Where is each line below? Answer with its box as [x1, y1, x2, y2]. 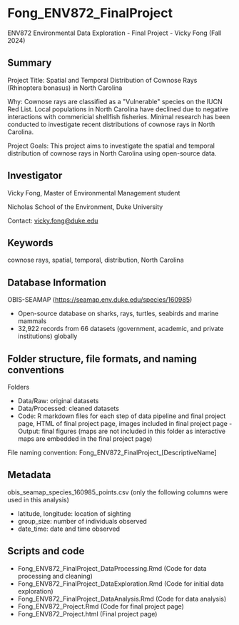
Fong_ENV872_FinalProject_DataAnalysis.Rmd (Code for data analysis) [17, 594, 227, 603]
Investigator [7, 170, 63, 182]
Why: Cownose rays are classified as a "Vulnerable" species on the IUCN [7, 97, 223, 106]
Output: [17, 427, 41, 435]
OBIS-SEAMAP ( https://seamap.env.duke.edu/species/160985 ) [7, 295, 193, 304]
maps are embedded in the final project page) [17, 435, 153, 443]
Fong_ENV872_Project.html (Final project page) [17, 609, 158, 618]
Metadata [7, 469, 51, 481]
